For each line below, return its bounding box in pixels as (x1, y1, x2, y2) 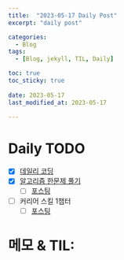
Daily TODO (8, 139, 86, 158)
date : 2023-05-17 (8, 91, 65, 99)
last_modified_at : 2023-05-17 (8, 98, 108, 106)
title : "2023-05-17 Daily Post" (8, 11, 118, 20)
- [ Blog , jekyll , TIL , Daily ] (15, 55, 114, 63)
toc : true (8, 69, 41, 77)
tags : (8, 48, 26, 56)
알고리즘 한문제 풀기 (19, 176, 81, 186)
